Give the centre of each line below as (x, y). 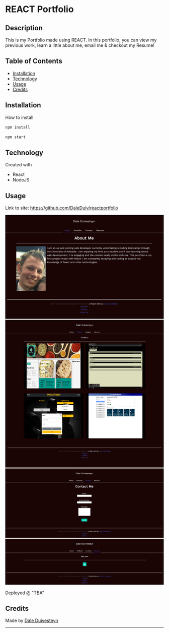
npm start (16, 137)
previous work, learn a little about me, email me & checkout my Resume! (80, 45)
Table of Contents (34, 61)
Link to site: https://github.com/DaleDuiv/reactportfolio (62, 208)
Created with (19, 165)
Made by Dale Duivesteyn (32, 620)
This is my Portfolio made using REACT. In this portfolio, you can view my (81, 40)
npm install (18, 127)
